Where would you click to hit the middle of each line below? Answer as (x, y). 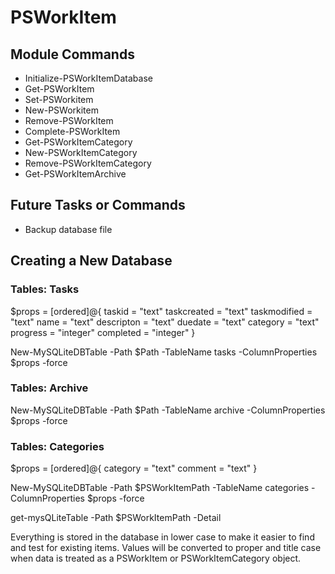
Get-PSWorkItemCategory (78, 142)
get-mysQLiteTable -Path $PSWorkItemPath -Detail (116, 518)
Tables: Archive (49, 388)
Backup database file (68, 229)
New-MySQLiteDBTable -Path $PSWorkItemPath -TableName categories (160, 488)
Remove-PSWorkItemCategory (88, 163)
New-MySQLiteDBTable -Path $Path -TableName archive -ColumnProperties (168, 410)
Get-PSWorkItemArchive (75, 174)
